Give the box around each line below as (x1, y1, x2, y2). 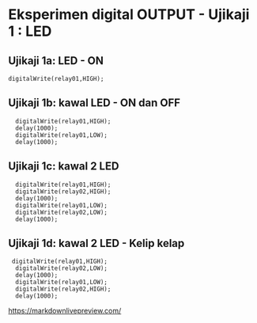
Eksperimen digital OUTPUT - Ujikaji (8, 6, 250, 24)
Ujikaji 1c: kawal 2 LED (8, 160, 119, 173)
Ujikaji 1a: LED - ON (8, 54, 104, 67)
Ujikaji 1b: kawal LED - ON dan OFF (8, 97, 180, 110)
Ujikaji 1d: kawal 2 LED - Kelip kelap (8, 237, 185, 250)
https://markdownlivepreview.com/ (8, 306, 122, 316)
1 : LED (8, 22, 52, 40)
